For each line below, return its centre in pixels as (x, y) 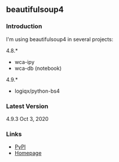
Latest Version (27, 106)
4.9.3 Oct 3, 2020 (27, 119)
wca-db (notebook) (38, 68)
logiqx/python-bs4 (37, 91)
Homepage (28, 153)
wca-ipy (24, 62)
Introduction (24, 26)
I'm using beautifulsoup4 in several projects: (59, 39)
